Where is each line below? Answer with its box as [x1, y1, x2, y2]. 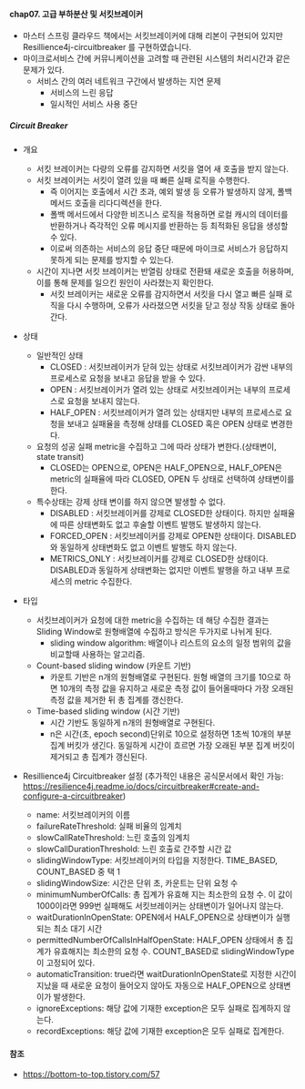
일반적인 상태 [36, 351, 84, 361]
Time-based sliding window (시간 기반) [36, 706, 180, 717]
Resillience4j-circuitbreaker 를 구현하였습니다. [22, 42, 192, 53]
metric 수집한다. [74, 576, 133, 587]
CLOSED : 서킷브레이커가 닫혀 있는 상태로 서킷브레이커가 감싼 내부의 [49, 361, 293, 372]
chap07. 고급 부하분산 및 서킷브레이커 [9, 8, 144, 19]
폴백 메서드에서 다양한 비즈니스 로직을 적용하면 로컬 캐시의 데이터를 [49, 209, 289, 220]
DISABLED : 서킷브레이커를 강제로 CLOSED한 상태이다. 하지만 [49, 508, 271, 519]
